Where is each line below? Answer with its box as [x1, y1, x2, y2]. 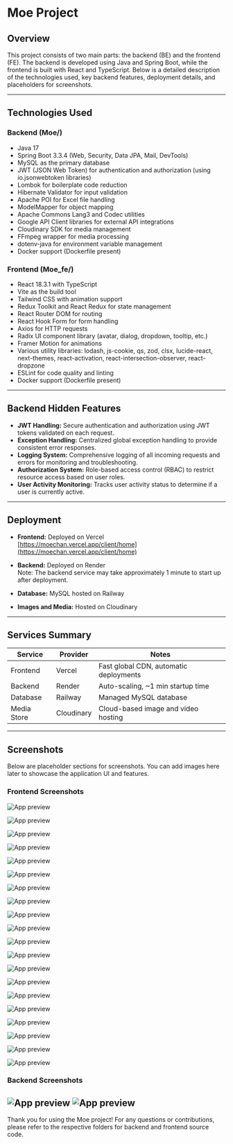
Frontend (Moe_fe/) [7, 264, 74, 274]
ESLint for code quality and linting [17, 368, 114, 376]
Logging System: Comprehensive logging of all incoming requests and [17, 450, 221, 459]
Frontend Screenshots [7, 787, 85, 797]
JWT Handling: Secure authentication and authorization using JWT [17, 421, 210, 429]
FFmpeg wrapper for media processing [17, 232, 130, 240]
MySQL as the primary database [17, 158, 110, 167]
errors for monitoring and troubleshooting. [17, 458, 138, 466]
